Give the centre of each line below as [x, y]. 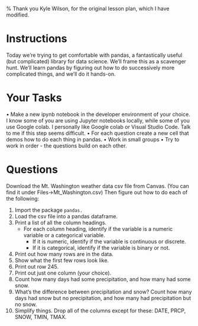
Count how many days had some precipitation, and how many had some [103, 279]
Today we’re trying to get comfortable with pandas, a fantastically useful [94, 55]
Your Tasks [34, 98]
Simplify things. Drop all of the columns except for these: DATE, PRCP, [100, 311]
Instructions [37, 39]
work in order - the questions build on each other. [66, 146]
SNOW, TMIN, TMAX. [40, 317]
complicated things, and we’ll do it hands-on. [61, 74]
